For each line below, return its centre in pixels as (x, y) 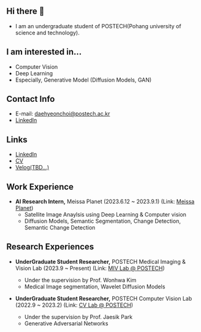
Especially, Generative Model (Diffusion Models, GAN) (83, 80)
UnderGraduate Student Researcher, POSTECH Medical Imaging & (100, 261)
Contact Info (31, 99)
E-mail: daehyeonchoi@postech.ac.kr (63, 114)
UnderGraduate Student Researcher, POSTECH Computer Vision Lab (104, 298)
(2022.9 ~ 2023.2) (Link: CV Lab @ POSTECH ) (74, 305)
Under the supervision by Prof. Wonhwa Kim (80, 280)
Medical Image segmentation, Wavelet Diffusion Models (95, 287)
